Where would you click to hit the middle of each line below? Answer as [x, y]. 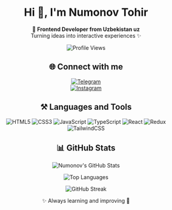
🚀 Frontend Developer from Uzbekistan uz [86, 29]
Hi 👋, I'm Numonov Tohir [86, 12]
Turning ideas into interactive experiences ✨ [86, 35]
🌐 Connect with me [86, 67]
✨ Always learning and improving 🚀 [86, 201]
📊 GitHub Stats [86, 148]
